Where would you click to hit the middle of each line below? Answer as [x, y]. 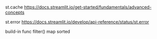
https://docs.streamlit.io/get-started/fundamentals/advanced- [88, 7]
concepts [15, 12]
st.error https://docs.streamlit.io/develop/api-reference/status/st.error [77, 22]
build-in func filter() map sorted [38, 31]
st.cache [14, 7]
